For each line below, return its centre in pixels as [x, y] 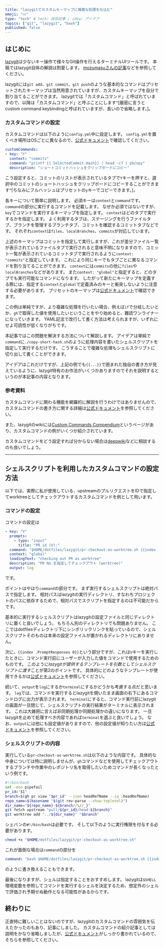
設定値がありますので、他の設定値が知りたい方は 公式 [102, 723]
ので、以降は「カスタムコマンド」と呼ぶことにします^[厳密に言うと [77, 102]
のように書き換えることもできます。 [41, 869]
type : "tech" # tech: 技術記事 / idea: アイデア [52, 19]
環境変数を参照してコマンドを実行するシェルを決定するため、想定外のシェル [82, 885]
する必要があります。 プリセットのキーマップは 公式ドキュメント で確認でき [80, 290]
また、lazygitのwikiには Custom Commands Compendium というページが [77, 424]
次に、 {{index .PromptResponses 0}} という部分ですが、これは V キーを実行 [79, 652]
